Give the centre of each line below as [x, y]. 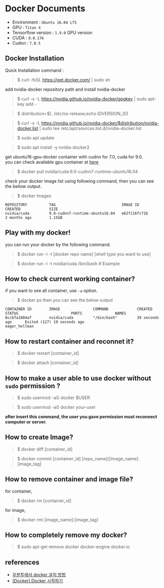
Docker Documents [45, 9]
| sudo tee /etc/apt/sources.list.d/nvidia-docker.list [90, 128]
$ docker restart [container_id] [48, 353]
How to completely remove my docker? [66, 535]
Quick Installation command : [34, 70]
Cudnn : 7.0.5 [26, 43]
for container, [19, 491]
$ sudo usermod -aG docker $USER [53, 398]
